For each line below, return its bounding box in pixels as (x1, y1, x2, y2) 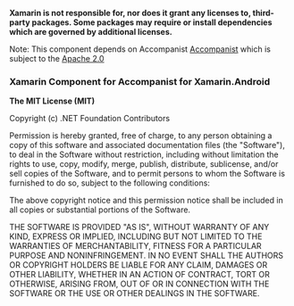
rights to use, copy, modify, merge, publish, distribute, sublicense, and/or (9, 159, 279, 170)
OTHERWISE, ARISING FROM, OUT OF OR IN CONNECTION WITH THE (9, 278, 270, 289)
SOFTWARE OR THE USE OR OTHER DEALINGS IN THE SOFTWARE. (9, 288, 260, 299)
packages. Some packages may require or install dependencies (31, 17, 273, 28)
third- (252, 8, 274, 18)
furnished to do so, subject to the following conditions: (9, 178, 210, 188)
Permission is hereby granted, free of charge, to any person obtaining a (9, 130, 273, 141)
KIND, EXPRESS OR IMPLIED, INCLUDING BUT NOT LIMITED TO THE (9, 231, 263, 242)
